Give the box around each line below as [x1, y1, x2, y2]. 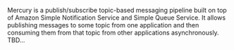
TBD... [7, 36, 25, 44]
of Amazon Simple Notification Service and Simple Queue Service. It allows [7, 13, 226, 22]
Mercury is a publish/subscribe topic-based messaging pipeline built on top [7, 6, 227, 14]
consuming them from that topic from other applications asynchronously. [7, 28, 220, 37]
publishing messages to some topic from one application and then [7, 21, 199, 29]
